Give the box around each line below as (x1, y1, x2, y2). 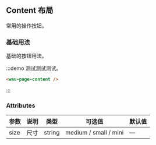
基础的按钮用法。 (6, 52, 47, 59)
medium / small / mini (65, 129, 124, 137)
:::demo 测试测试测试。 (6, 65, 62, 72)
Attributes (6, 101, 36, 109)
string (44, 129, 60, 137)
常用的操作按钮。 (6, 22, 47, 29)
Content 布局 (6, 5, 54, 16)
